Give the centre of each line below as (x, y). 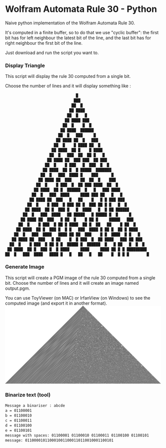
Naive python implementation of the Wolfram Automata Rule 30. (70, 23)
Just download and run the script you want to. (52, 53)
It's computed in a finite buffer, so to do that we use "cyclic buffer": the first (82, 32)
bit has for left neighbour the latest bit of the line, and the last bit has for (78, 38)
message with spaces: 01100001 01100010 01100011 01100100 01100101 (77, 436)
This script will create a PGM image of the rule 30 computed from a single (80, 278)
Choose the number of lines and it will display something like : (68, 86)
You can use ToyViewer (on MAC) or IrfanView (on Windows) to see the (78, 298)
